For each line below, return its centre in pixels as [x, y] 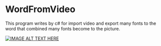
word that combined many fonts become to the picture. [63, 28]
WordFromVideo [41, 9]
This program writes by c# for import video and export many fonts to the [81, 23]
